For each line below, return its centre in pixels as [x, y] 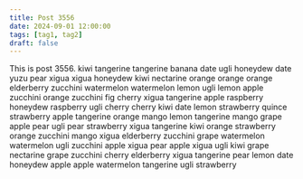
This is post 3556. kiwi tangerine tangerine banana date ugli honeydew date [151, 69]
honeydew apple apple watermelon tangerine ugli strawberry [123, 165]
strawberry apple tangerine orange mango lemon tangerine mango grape [146, 117]
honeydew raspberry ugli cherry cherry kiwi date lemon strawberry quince [148, 107]
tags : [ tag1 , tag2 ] [46, 34]
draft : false [34, 43]
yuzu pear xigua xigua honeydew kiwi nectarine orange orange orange [141, 79]
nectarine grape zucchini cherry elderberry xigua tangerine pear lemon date [151, 155]
